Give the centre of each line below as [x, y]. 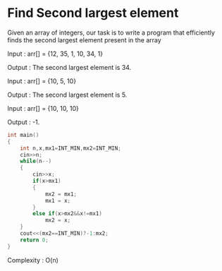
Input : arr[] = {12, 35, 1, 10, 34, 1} [55, 54]
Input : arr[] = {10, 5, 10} [42, 81]
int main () [23, 135]
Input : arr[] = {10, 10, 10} [43, 108]
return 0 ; [35, 240]
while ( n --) [36, 161]
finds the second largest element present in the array [85, 40]
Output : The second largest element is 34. [69, 67]
